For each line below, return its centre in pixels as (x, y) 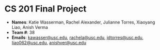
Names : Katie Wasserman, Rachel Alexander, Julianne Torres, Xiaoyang (83, 22)
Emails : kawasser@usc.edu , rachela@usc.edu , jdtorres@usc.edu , (78, 37)
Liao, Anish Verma (30, 27)
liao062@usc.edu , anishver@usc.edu (49, 42)
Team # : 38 (23, 32)
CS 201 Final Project (46, 9)
